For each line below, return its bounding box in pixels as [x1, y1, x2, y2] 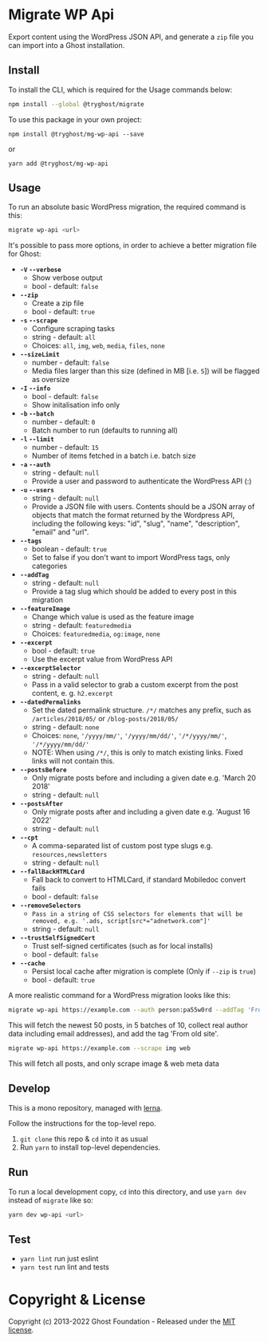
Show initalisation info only [31, 401, 120, 410]
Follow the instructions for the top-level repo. [8, 1119, 157, 1128]
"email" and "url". [31, 527, 89, 537]
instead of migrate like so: [8, 1195, 93, 1205]
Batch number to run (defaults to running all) [31, 425, 178, 436]
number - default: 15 [31, 443, 100, 452]
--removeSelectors [19, 902, 81, 910]
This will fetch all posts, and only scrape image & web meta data [8, 1059, 219, 1068]
